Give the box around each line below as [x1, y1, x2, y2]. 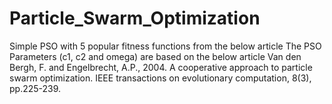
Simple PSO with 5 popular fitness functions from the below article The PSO [9, 40, 322, 52]
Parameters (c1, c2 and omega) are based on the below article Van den [9, 50, 302, 62]
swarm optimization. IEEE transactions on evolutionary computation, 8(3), [9, 72, 312, 84]
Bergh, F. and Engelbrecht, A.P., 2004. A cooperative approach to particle [9, 61, 313, 73]
